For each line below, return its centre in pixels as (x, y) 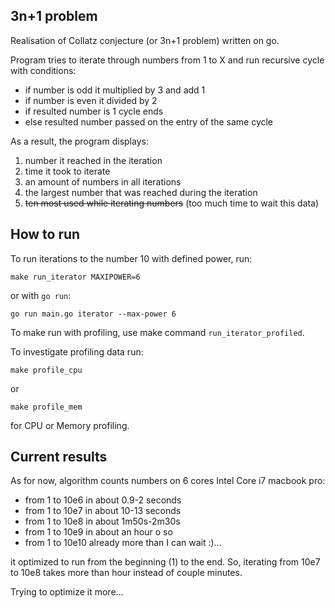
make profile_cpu (46, 370)
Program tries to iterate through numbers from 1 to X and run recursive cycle (167, 60)
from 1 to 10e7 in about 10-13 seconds (103, 511)
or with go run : (41, 295)
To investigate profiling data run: (77, 351)
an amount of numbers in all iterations (103, 181)
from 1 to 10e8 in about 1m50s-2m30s (102, 521)
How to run (45, 234)
